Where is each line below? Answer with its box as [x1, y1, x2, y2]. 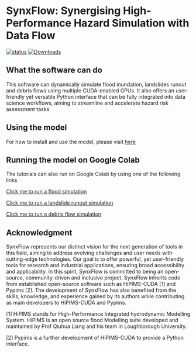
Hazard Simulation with [73, 16, 190, 30]
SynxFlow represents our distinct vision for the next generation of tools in [6, 243, 183, 250]
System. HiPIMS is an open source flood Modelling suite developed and [6, 317, 178, 324]
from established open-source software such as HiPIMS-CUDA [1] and [6, 281, 176, 288]
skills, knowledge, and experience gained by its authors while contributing [6, 293, 185, 300]
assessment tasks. [6, 105, 51, 112]
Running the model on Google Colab [6, 155, 140, 165]
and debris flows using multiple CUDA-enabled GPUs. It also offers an [6, 87, 174, 94]
